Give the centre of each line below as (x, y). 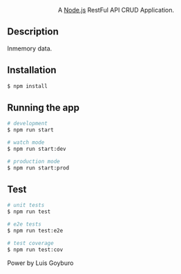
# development (28, 124)
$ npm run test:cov (35, 249)
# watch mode (26, 143)
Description (33, 31)
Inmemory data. (30, 48)
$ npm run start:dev (37, 149)
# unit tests (26, 205)
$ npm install (28, 86)
